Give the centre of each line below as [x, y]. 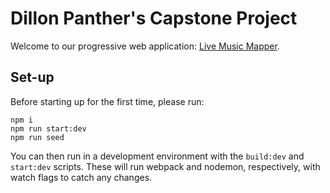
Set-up [32, 77]
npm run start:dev [48, 128]
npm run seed [37, 137]
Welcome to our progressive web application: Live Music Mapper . [145, 46]
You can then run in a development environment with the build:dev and [157, 156]
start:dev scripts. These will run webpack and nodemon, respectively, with [165, 166]
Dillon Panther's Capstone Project [154, 18]
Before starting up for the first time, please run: [107, 101]
